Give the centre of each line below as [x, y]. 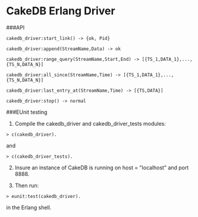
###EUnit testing [27, 112]
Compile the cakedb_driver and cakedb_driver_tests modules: [90, 123]
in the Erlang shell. [29, 207]
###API [15, 27]
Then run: [27, 185]
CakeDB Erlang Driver [61, 11]
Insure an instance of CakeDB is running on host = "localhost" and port [102, 168]
